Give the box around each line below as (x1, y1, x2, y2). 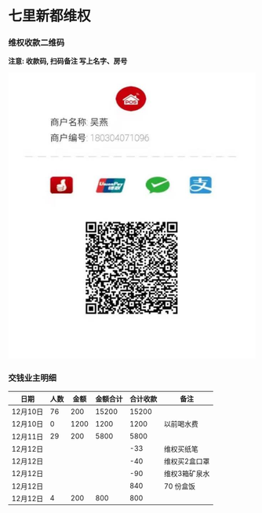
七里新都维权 (8, 7, 92, 25)
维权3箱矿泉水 (163, 469, 210, 478)
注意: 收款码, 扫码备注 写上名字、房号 (8, 57, 128, 66)
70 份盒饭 (163, 481, 196, 491)
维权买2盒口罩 (163, 456, 210, 466)
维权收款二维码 (8, 37, 65, 48)
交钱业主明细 (8, 372, 57, 383)
